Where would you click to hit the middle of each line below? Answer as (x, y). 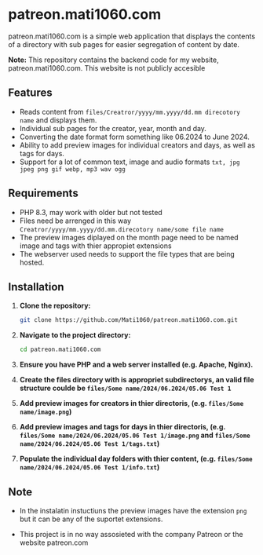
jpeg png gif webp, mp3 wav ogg (72, 169)
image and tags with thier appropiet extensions (95, 246)
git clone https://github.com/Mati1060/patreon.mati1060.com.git (128, 320)
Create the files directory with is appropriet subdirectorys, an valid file (137, 380)
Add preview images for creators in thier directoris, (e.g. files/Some (131, 403)
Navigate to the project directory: (75, 335)
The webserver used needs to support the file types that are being (127, 254)
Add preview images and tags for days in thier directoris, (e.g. (122, 427)
